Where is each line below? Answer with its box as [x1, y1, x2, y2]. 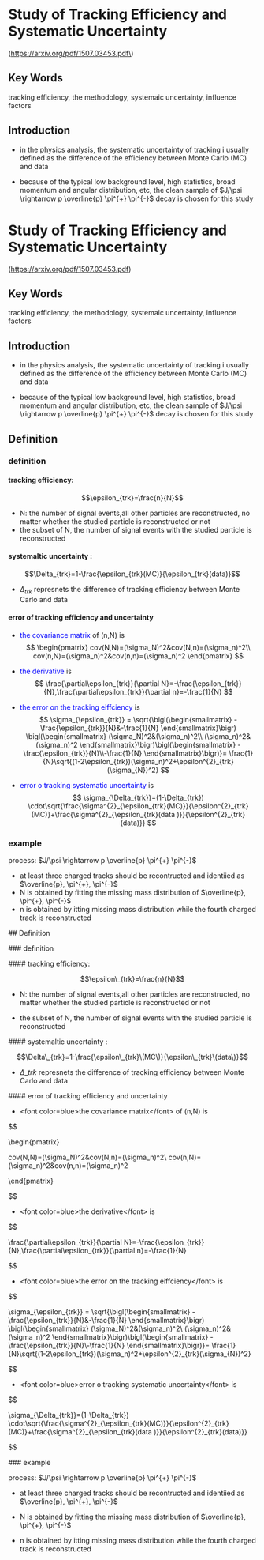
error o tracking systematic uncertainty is [19, 780, 154, 789]
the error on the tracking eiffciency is [19, 702, 140, 712]
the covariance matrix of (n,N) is [19, 630, 125, 639]
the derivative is [19, 666, 73, 676]
